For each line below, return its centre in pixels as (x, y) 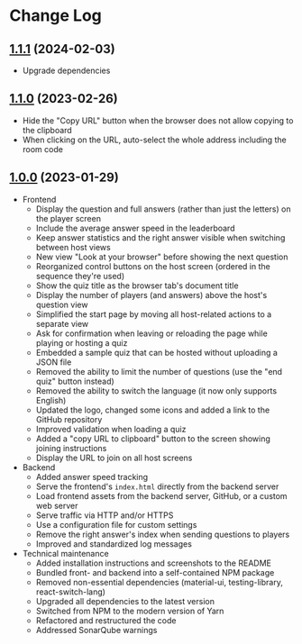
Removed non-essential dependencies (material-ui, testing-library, (160, 582)
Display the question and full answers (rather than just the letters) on (163, 209)
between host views (73, 247)
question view (62, 304)
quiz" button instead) (75, 381)
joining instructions (71, 448)
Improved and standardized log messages (114, 544)
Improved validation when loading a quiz (111, 429)
